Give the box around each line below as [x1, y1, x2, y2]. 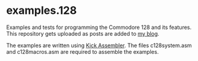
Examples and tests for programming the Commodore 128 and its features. [6, 24, 192, 31]
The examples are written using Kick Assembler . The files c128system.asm [6, 42, 192, 49]
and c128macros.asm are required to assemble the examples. [6, 48, 159, 55]
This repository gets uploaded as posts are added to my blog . [6, 30, 160, 37]
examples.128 [6, 4, 77, 18]
